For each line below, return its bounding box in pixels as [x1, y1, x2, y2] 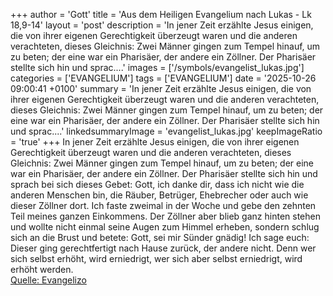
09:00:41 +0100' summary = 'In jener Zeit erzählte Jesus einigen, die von [10, 83, 312, 94]
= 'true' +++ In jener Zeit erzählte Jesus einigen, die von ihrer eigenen [10, 136, 300, 148]
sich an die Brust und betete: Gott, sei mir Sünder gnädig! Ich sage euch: [10, 232, 310, 243]
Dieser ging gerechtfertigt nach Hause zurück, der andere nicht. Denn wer [10, 242, 317, 254]
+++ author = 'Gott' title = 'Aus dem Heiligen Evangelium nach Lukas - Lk [10, 9, 312, 20]
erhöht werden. [10, 264, 74, 275]
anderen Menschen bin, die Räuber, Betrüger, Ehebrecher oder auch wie [10, 189, 309, 201]
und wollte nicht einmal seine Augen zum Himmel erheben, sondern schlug [10, 221, 320, 233]
